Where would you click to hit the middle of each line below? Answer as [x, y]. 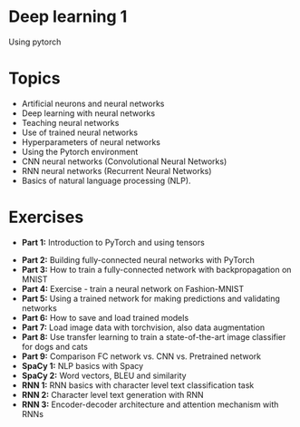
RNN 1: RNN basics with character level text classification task [138, 385]
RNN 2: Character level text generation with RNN [113, 394]
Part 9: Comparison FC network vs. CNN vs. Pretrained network [141, 356]
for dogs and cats [54, 346]
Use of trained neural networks [79, 132]
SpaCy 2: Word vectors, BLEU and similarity [104, 375]
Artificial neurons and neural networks [93, 103]
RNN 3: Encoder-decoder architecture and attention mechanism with [150, 404]
